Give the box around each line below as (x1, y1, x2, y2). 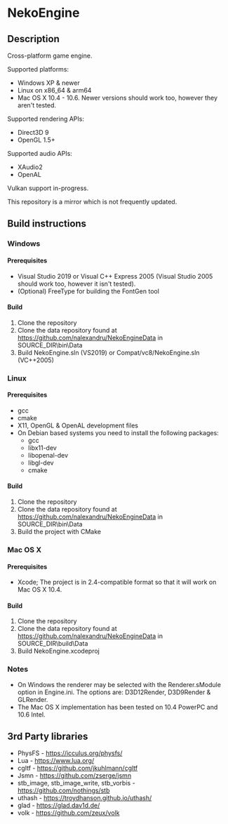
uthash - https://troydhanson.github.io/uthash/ (17, 794, 152, 802)
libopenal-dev (27, 451, 69, 459)
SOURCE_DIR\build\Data (17, 639, 88, 648)
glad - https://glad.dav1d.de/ (17, 802, 100, 810)
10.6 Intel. (17, 710, 46, 719)
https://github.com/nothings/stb (17, 786, 110, 795)
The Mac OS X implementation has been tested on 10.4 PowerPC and (17, 703, 218, 711)
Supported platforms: (7, 65, 69, 73)
